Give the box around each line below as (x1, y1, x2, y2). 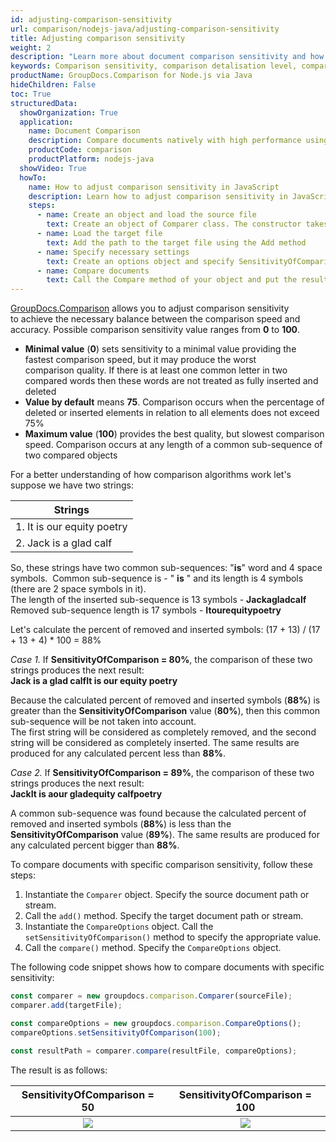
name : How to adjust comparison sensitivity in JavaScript (28, 182, 280, 192)
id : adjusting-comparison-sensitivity (10, 14, 172, 25)
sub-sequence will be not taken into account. (10, 716, 197, 728)
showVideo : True (19, 163, 87, 173)
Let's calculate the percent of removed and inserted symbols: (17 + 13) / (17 (10, 624, 321, 636)
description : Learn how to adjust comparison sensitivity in (28, 191, 288, 201)
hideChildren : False (10, 80, 97, 90)
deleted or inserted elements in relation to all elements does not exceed (24, 407, 320, 419)
